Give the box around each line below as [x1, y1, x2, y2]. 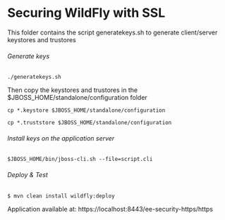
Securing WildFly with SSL [7, 5, 166, 21]
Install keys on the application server [7, 134, 115, 142]
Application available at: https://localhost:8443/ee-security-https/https [7, 205, 214, 213]
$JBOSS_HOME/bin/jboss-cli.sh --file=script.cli [7, 156, 153, 163]
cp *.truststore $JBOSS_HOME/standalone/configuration [7, 119, 172, 127]
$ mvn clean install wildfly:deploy [7, 192, 115, 200]
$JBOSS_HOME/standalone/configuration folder [7, 93, 148, 102]
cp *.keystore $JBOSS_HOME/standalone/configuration [7, 107, 166, 114]
